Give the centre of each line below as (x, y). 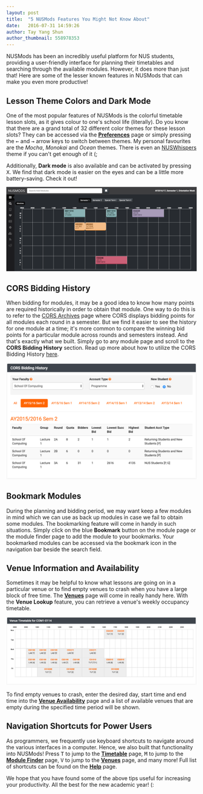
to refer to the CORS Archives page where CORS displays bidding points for (100, 316)
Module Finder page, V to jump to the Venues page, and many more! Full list (101, 760)
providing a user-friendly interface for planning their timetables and (90, 63)
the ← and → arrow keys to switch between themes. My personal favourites (98, 141)
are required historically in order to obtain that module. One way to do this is (101, 309)
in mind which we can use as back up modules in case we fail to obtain (95, 517)
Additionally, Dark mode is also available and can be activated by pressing (99, 166)
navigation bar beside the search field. (54, 549)
